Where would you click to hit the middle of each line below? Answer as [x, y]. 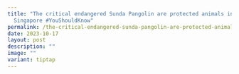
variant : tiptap [31, 60]
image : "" [22, 54]
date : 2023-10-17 [33, 33]
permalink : [23, 27]
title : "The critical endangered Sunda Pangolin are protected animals [116, 14]
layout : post [27, 40]
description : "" [31, 47]
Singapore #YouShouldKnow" [54, 20]
